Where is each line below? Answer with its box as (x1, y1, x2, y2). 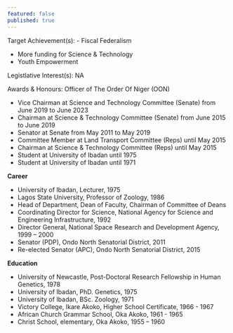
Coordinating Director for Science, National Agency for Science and (17, 208, 214, 216)
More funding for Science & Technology (17, 50, 133, 58)
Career (7, 172, 28, 180)
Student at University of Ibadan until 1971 (17, 158, 136, 166)
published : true (7, 17, 55, 24)
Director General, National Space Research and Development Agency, (17, 222, 220, 231)
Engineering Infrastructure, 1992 (17, 215, 112, 224)
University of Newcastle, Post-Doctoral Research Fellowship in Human (17, 272, 221, 281)
